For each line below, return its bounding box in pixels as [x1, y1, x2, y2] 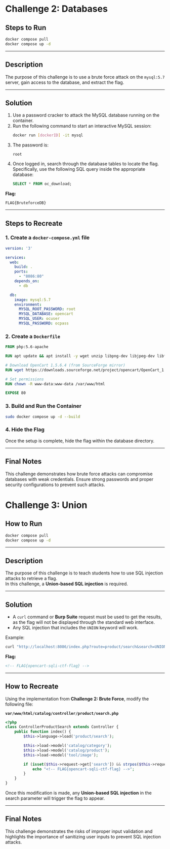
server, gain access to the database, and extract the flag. [5, 79, 124, 85]
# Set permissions [5, 377, 44, 382]
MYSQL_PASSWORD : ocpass [18, 321, 69, 326]
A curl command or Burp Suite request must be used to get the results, [12, 614, 162, 620]
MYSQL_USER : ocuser [18, 316, 60, 321]
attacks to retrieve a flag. [5, 575, 57, 582]
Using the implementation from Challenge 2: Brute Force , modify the [5, 695, 149, 702]
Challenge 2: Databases [5, 3, 108, 15]
